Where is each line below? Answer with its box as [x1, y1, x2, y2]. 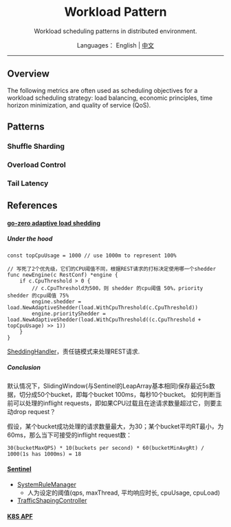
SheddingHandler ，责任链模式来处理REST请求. [7, 347, 140, 355]
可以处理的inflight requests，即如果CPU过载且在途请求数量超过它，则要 [12, 399, 217, 407]
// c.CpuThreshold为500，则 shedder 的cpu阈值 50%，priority [32, 285, 203, 291]
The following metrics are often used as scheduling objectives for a [7, 86, 198, 94]
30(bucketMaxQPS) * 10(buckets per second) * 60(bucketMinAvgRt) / [7, 444, 205, 451]
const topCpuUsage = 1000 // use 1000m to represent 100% [7, 252, 177, 259]
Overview [7, 68, 50, 80]
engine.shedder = [32, 298, 81, 305]
